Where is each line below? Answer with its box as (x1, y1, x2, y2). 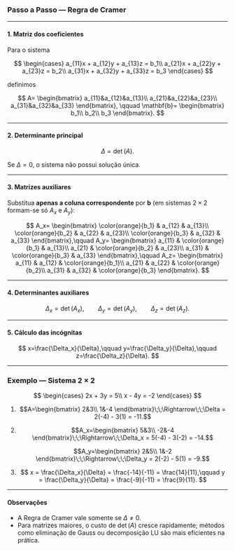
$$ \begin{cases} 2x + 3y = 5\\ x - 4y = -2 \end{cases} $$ (33, 391, 202, 400)
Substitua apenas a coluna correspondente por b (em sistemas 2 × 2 (7, 198, 208, 207)
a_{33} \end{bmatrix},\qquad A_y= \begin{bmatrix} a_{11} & (10, 236, 180, 245)
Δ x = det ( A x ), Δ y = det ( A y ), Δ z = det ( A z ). (45, 304, 190, 314)
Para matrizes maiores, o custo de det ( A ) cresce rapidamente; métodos (17, 521, 225, 530)
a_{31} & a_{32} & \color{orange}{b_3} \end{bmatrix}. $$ (46, 266, 210, 274)
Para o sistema (7, 46, 50, 54)
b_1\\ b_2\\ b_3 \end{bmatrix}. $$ (71, 109, 164, 117)
